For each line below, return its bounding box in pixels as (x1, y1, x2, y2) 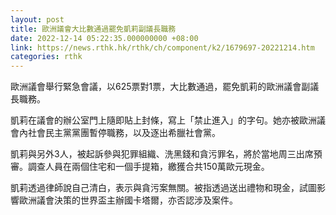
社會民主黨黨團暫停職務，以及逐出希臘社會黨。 (27, 127, 221, 139)
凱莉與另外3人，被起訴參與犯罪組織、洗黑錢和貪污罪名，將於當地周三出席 (10, 148, 314, 160)
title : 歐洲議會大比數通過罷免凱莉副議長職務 (10, 24, 177, 34)
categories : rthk (10, 52, 83, 62)
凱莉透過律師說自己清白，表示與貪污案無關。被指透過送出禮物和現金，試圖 (10, 182, 317, 194)
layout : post (10, 14, 65, 25)
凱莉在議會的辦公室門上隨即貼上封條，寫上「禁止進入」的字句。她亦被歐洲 (10, 114, 317, 126)
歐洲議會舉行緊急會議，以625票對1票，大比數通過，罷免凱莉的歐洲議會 (10, 81, 302, 93)
